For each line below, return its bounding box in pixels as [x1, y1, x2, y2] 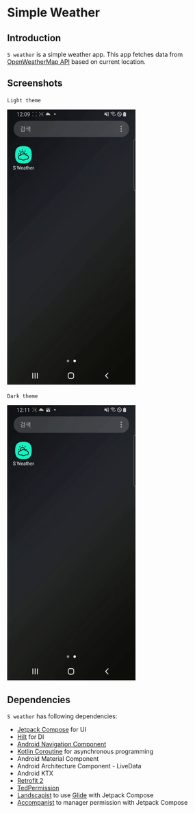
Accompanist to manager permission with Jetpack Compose [16, 799, 188, 807]
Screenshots [7, 78, 63, 89]
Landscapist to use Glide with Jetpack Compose [16, 791, 154, 799]
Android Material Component [16, 755, 99, 763]
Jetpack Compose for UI [16, 726, 87, 734]
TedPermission [16, 784, 60, 792]
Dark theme [7, 393, 38, 400]
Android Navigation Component [16, 740, 107, 748]
